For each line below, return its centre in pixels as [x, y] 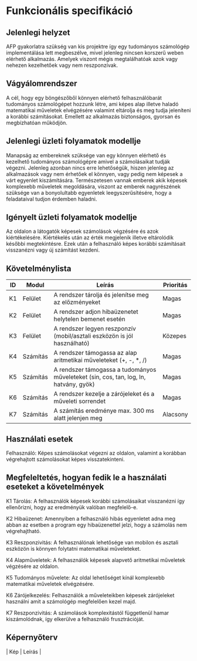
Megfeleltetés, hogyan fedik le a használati [86, 478]
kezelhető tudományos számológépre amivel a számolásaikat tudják [88, 161]
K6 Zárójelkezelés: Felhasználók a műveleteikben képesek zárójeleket [90, 595]
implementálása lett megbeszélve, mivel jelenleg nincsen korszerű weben [95, 53]
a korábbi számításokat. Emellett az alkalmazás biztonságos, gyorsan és [93, 116]
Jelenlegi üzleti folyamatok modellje [74, 141]
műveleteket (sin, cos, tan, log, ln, [100, 377]
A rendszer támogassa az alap [95, 353]
